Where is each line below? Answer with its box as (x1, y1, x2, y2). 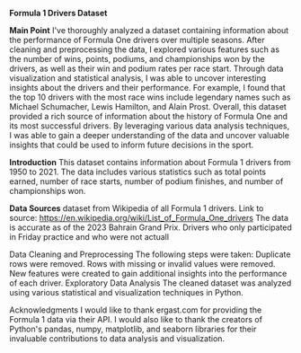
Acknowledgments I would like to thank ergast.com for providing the (9, 304, 262, 315)
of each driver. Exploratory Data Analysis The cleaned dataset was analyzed (9, 278, 292, 288)
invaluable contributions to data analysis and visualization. (9, 333, 226, 344)
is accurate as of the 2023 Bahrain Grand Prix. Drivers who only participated (9, 222, 292, 233)
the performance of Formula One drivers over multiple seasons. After (9, 35, 265, 45)
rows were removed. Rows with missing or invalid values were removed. (9, 259, 276, 269)
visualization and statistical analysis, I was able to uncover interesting (9, 73, 267, 84)
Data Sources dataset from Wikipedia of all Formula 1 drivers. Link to (9, 203, 264, 214)
